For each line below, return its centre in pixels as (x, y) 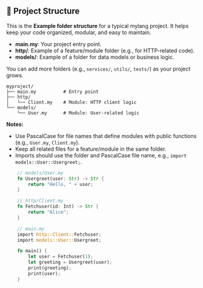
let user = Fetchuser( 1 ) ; (61, 257)
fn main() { (32, 251)
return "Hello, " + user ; (61, 184)
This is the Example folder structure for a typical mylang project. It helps (98, 26)
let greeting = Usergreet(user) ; (70, 262)
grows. (15, 75)
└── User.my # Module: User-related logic (78, 113)
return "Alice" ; (48, 212)
